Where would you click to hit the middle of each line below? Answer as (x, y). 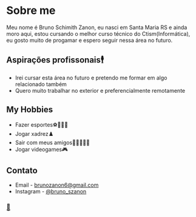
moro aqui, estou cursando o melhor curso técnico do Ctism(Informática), (98, 33)
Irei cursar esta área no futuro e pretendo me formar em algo (91, 78)
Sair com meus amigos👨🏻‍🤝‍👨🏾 (52, 142)
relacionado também (41, 84)
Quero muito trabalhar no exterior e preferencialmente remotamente (100, 90)
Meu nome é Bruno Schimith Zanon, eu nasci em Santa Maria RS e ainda (97, 27)
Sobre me (31, 11)
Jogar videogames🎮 (41, 149)
